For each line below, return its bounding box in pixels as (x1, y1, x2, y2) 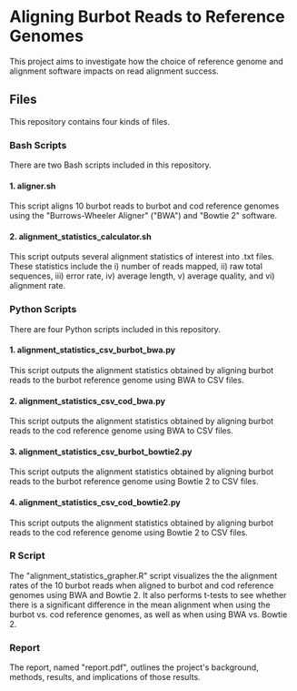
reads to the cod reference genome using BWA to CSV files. (9, 425, 233, 436)
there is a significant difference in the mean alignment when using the (9, 599, 271, 610)
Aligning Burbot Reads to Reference (9, 6, 285, 27)
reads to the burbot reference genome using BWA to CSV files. (9, 374, 244, 385)
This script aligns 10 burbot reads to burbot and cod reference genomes (9, 200, 280, 211)
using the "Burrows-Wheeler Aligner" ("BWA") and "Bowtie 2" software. (9, 210, 278, 221)
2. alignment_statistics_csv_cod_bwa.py (9, 395, 166, 406)
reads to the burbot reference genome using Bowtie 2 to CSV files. (9, 476, 259, 487)
